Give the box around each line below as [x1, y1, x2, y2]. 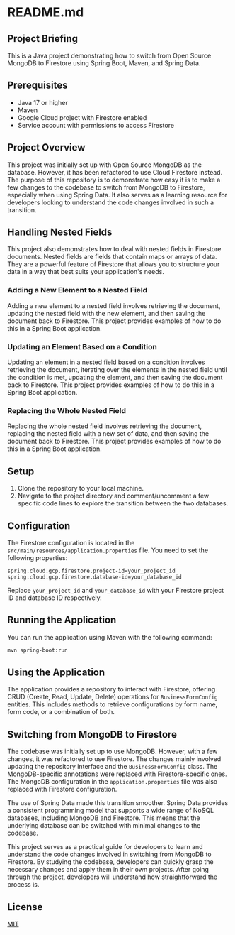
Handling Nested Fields [7, 226, 113, 239]
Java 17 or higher [17, 98, 69, 106]
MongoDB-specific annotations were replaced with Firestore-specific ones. [7, 770, 228, 778]
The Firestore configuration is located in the [7, 538, 135, 547]
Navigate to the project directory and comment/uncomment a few [17, 491, 210, 501]
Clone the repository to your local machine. [17, 484, 144, 493]
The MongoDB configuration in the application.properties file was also [7, 777, 218, 786]
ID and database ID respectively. [7, 594, 103, 602]
